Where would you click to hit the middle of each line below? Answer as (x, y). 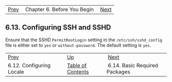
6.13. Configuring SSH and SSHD (58, 28)
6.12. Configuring (29, 65)
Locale (16, 72)
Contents (78, 72)
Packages (119, 72)
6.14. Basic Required (133, 65)
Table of (77, 65)
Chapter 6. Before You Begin (60, 9)
